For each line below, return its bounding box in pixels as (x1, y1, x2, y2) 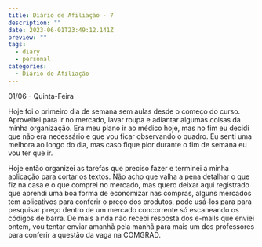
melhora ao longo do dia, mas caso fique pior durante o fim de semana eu (8, 140, 247, 149)
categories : (8, 63, 47, 71)
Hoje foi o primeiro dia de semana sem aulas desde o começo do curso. (8, 107, 241, 116)
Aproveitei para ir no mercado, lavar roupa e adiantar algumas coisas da (8, 114, 241, 124)
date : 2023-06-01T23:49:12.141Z (8, 26, 114, 34)
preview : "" (8, 33, 47, 42)
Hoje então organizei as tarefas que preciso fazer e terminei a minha (8, 163, 230, 173)
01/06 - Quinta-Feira (8, 91, 75, 100)
